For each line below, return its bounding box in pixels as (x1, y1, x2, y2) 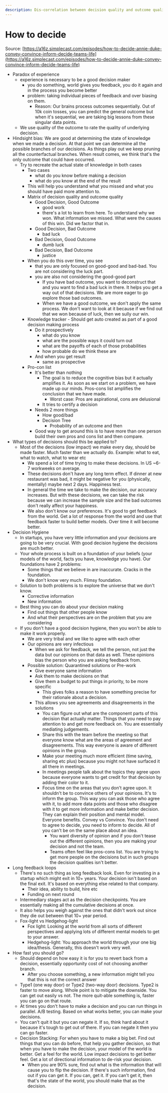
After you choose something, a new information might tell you (27, 971, 154, 977)
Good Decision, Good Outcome (34, 199, 99, 205)
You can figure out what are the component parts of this (42, 710, 158, 716)
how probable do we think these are (42, 348, 116, 354)
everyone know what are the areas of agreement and (42, 737, 151, 743)
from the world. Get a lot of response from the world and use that (27, 513, 162, 519)
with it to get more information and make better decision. (42, 806, 159, 812)
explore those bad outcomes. (42, 295, 103, 301)
